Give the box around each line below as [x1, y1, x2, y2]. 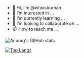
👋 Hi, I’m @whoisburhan [12, 5, 62, 10]
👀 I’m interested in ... [12, 10, 54, 16]
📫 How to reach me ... [12, 26, 58, 32]
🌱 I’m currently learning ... [12, 15, 65, 21]
